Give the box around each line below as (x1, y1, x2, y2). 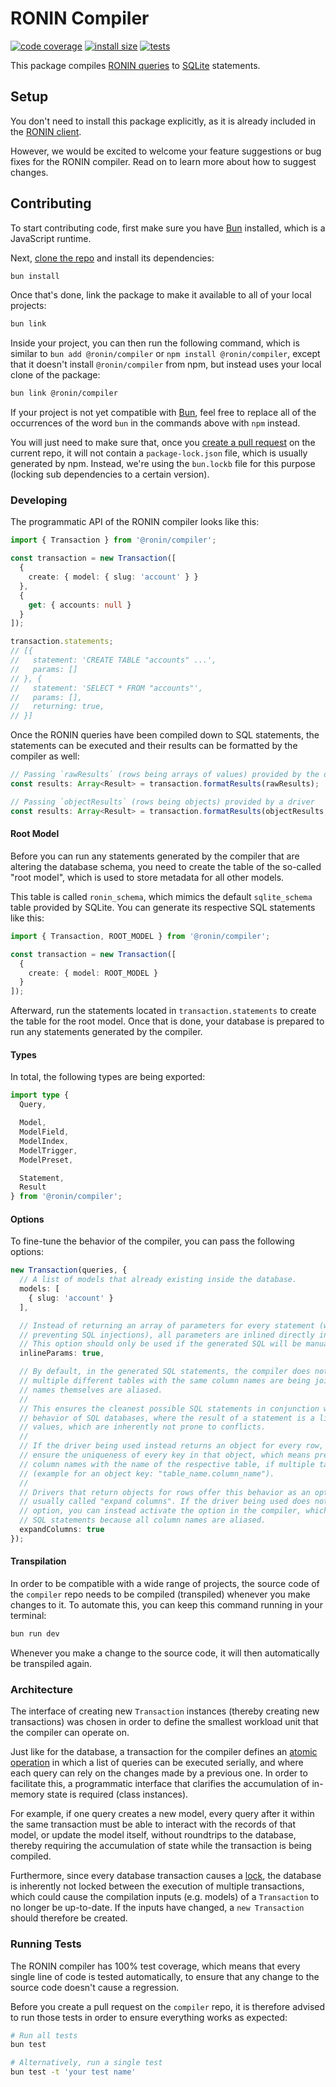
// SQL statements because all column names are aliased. (19, 1515, 267, 1526)
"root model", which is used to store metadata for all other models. (10, 871, 285, 883)
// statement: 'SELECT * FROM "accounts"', (10, 683, 203, 693)
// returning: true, (10, 702, 105, 712)
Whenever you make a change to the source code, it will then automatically (10, 1647, 320, 1659)
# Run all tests (10, 2030, 78, 2041)
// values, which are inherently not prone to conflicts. (19, 1422, 267, 1432)
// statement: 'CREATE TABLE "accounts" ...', (10, 655, 217, 666)
